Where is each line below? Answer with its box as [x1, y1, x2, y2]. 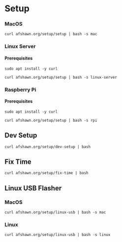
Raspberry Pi [4, 86, 36, 93]
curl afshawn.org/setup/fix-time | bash [4, 171, 89, 176]
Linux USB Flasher [4, 184, 62, 192]
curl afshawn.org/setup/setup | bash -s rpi [4, 118, 97, 123]
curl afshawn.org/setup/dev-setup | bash [4, 144, 91, 149]
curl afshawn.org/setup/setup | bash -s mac [4, 31, 97, 37]
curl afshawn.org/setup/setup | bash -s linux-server [4, 75, 118, 80]
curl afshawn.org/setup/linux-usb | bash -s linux [4, 232, 111, 238]
